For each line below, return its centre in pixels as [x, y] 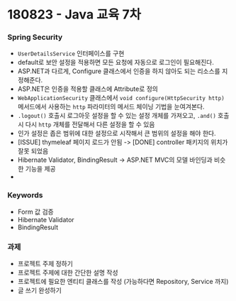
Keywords [25, 195]
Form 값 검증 [36, 212]
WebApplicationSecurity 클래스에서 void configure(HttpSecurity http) [121, 98]
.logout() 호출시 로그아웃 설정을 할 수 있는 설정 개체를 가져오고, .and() [117, 116]
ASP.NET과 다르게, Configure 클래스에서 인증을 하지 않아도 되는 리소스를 [119, 71]
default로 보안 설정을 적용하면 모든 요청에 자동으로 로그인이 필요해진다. [116, 62]
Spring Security [35, 38]
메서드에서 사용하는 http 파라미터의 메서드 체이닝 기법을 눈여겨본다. [111, 106]
